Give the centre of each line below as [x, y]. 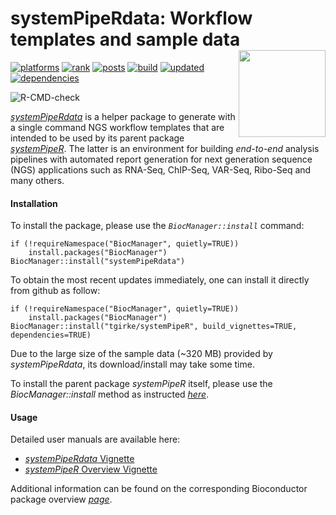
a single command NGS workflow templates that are [117, 127]
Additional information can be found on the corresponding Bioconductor [159, 489]
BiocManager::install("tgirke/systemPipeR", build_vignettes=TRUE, [154, 327]
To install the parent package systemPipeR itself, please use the [141, 384]
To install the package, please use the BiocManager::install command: [157, 226]
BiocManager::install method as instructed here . [110, 394]
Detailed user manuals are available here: [95, 439]
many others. [37, 180]
